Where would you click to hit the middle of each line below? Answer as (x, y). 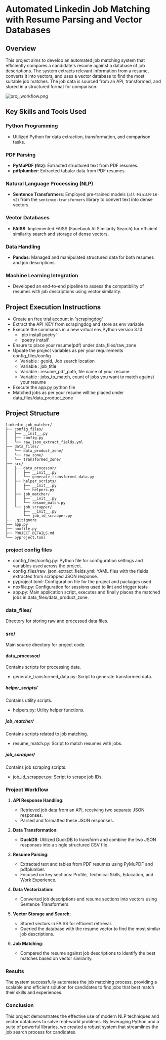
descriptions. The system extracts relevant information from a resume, (77, 71)
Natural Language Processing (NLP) (49, 183)
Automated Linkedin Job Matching (78, 9)
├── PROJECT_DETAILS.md (30, 533)
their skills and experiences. (34, 992)
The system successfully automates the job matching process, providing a (81, 982)
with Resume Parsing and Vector (74, 20)
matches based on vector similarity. (56, 958)
